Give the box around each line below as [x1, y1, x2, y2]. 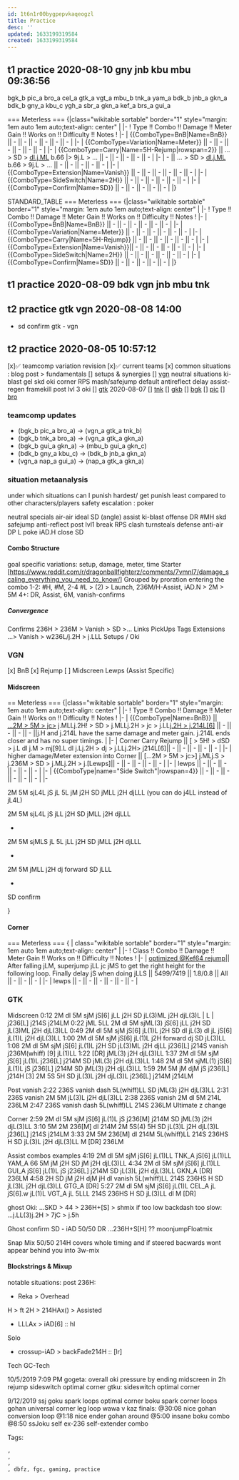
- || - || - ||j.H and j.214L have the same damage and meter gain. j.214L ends [7, 729, 230, 737]
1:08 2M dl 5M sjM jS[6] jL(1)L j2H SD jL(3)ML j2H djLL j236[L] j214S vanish [7, 1041, 228, 1050]
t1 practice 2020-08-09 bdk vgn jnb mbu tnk [7, 279, 210, 291]
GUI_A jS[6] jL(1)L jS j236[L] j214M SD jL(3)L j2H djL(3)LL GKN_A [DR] [7, 1166, 213, 1175]
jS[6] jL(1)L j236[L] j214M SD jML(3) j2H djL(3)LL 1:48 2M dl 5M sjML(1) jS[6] [7, 1056, 233, 1065]
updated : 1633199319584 [7, 30, 78, 38]
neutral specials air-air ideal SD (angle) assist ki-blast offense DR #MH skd [7, 512, 227, 521]
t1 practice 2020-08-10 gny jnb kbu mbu [7, 64, 191, 76]
